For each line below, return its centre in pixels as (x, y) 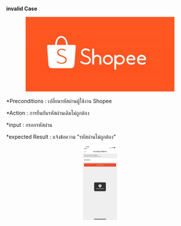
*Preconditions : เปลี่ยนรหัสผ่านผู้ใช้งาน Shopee (59, 101)
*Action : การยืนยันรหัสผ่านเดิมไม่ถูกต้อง (48, 113)
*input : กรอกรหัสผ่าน (29, 125)
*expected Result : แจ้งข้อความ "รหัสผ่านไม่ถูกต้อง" (61, 137)
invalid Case (22, 9)
